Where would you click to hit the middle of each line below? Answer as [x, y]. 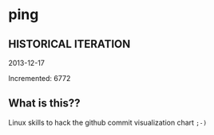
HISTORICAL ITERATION [69, 44]
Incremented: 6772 [40, 78]
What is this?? [44, 104]
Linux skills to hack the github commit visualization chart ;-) [108, 122]
